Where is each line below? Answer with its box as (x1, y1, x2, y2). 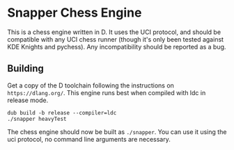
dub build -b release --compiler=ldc (7, 109, 117, 116)
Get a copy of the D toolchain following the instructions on (7, 81, 174, 90)
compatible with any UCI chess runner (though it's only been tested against (7, 35, 224, 43)
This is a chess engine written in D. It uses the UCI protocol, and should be (7, 28, 221, 36)
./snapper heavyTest (7, 115, 68, 122)
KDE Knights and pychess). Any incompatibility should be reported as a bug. (7, 42, 226, 51)
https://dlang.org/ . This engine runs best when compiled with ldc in (7, 88, 206, 97)
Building (7, 62, 44, 74)
